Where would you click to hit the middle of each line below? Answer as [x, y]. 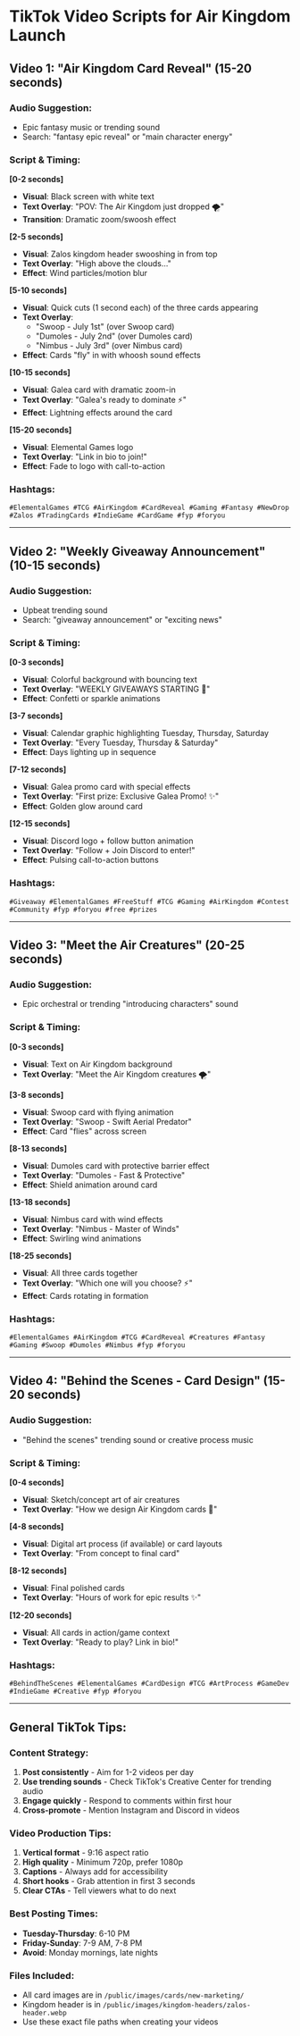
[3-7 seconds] [36, 716]
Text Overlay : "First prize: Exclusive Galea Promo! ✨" [121, 796]
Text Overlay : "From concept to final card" [101, 1554]
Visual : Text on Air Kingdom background [97, 1064]
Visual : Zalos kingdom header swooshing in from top [120, 254]
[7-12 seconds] [38, 769]
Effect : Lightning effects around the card [97, 413]
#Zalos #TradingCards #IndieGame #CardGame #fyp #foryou [117, 515]
